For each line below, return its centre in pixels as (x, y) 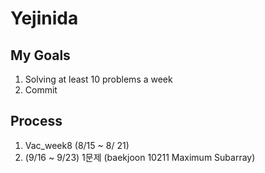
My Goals (40, 55)
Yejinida (44, 18)
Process (36, 121)
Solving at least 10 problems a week (98, 79)
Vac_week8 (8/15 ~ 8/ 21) (77, 145)
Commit (41, 90)
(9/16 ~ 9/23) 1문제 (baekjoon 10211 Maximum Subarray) (140, 157)
